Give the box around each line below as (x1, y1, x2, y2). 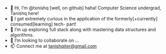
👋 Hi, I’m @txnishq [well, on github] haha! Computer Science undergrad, (10, 5, 161, 11)
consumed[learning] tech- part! (10, 21, 76, 27)
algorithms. (10, 32, 34, 38)
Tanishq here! (10, 10, 39, 16)
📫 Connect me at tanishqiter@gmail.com (10, 43, 97, 49)
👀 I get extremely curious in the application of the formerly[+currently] (10, 16, 158, 21)
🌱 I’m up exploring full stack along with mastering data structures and (10, 26, 156, 33)
